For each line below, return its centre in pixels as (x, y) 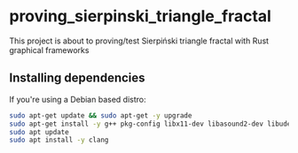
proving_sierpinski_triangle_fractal (141, 16)
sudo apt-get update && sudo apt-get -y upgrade (101, 115)
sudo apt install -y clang (59, 140)
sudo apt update (39, 132)
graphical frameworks (49, 50)
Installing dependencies (77, 78)
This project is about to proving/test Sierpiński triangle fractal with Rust (139, 41)
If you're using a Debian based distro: (78, 99)
